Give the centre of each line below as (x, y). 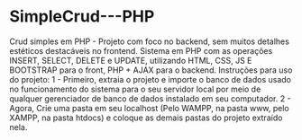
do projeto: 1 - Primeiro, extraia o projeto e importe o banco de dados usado (150, 79)
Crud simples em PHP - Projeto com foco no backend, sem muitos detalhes (150, 41)
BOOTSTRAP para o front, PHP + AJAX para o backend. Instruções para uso (151, 70)
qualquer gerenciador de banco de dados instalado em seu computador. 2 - (150, 98)
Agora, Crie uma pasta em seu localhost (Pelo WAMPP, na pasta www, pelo (150, 108)
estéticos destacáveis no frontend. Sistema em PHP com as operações (141, 50)
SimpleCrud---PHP (82, 17)
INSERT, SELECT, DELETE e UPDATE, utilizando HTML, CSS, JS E (131, 60)
